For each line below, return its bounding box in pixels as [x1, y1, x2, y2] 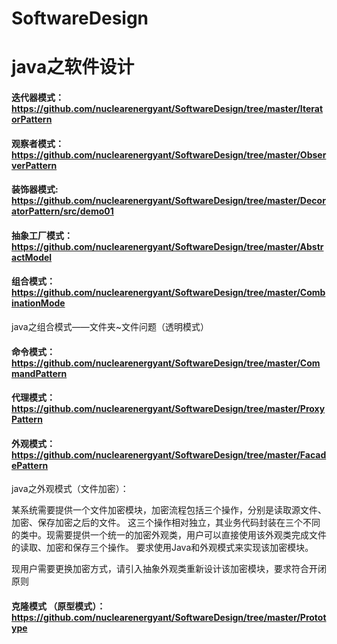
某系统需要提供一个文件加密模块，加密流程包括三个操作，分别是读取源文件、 [11, 504, 327, 516]
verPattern [11, 159, 58, 171]
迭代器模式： [11, 91, 64, 103]
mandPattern [11, 367, 68, 379]
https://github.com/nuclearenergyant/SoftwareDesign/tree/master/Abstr [11, 240, 324, 252]
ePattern [11, 459, 49, 471]
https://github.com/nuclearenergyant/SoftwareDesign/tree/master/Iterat [11, 102, 324, 114]
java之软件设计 [11, 56, 135, 79]
